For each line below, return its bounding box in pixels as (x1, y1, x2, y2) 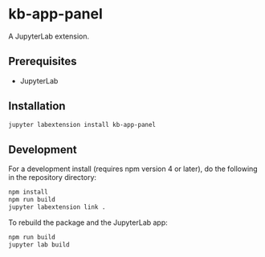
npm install (8, 188, 48, 197)
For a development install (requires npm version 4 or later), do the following (8, 164, 259, 173)
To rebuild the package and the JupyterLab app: (8, 218, 169, 227)
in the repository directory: (8, 173, 97, 182)
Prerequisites (8, 55, 77, 68)
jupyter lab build (8, 240, 70, 249)
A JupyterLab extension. (8, 31, 90, 41)
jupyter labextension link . (8, 203, 106, 211)
